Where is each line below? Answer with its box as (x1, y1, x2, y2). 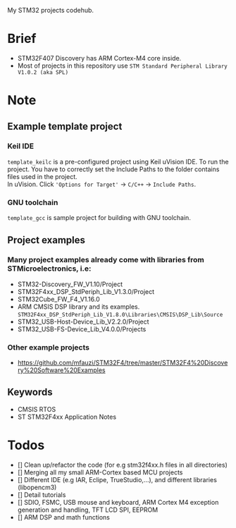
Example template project (7, 120, 123, 133)
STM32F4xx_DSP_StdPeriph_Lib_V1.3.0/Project (17, 287, 155, 295)
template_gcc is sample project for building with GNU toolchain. (7, 214, 192, 222)
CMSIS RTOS (17, 405, 56, 413)
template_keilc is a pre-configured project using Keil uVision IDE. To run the (7, 157, 229, 166)
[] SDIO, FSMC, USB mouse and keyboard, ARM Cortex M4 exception (17, 498, 219, 506)
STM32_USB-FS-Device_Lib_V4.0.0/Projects (17, 324, 147, 333)
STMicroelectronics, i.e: (7, 264, 92, 274)
